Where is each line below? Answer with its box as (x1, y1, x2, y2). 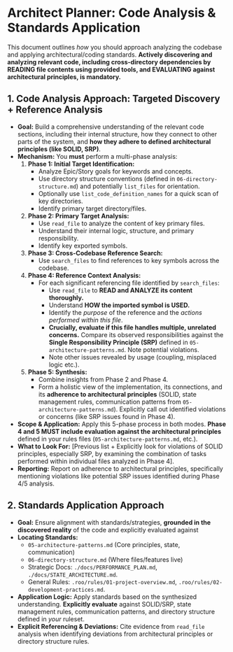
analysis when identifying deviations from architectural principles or (17, 630, 213, 638)
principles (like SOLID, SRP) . (17, 145, 101, 153)
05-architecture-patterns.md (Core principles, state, (27, 540, 181, 548)
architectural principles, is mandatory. (7, 72, 121, 81)
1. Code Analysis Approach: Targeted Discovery (7, 93, 220, 105)
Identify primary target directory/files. (38, 204, 147, 213)
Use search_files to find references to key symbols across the (38, 256, 220, 264)
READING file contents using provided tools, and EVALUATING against (7, 65, 216, 73)
